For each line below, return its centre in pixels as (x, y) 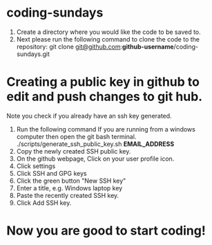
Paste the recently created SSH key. (68, 195)
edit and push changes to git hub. (105, 97)
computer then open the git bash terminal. (76, 136)
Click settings (36, 166)
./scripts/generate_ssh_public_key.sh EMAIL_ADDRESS (95, 144)
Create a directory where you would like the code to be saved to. (108, 32)
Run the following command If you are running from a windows (106, 129)
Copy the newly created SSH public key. (74, 151)
